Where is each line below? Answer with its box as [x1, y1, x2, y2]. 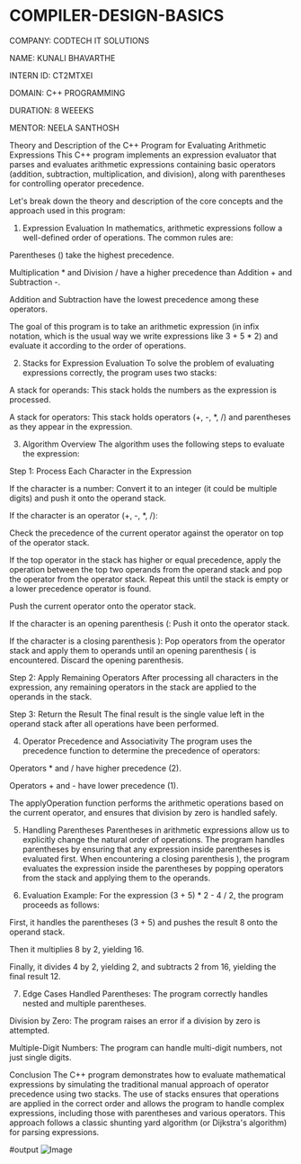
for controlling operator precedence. [9, 177, 145, 189]
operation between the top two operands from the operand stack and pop [9, 564, 283, 574]
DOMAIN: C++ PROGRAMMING [9, 87, 126, 98]
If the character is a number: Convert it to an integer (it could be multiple [9, 483, 278, 493]
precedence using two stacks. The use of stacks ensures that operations [9, 1088, 279, 1099]
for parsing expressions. [9, 1126, 100, 1137]
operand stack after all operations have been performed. [9, 717, 219, 729]
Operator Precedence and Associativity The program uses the [22, 735, 252, 746]
